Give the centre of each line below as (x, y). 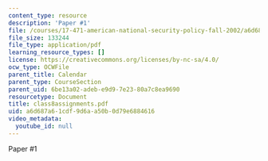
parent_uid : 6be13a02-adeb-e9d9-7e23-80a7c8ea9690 (94, 89)
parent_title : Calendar (48, 75)
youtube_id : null (44, 126)
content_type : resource (48, 15)
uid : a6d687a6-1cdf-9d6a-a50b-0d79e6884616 (82, 112)
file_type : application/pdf (55, 45)
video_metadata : (35, 119)
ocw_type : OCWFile (39, 67)
